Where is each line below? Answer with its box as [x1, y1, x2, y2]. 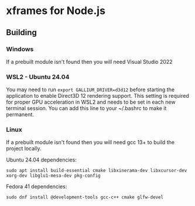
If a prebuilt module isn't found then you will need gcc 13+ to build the [6, 139, 175, 146]
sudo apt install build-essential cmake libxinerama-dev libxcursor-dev [6, 168, 187, 174]
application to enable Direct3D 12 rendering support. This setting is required [6, 92, 189, 99]
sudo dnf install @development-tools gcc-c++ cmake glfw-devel [6, 194, 164, 200]
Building [6, 28, 37, 37]
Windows [6, 45, 34, 53]
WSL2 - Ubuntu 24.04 [6, 73, 70, 81]
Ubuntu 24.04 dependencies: [6, 156, 77, 163]
